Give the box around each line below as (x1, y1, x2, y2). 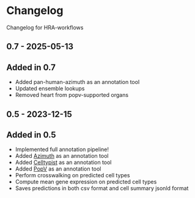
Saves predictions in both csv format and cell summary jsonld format (15, 185, 189, 192)
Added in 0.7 (6, 62, 56, 72)
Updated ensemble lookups (15, 85, 85, 92)
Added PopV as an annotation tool (15, 165, 101, 172)
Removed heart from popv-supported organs (15, 91, 129, 99)
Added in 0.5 (6, 129, 56, 140)
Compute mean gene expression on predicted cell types (15, 178, 157, 186)
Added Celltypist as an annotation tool (15, 159, 112, 166)
